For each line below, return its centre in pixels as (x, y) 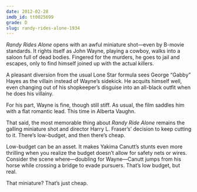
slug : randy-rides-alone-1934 (43, 28)
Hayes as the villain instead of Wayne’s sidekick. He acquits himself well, (94, 81)
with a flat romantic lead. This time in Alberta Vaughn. (71, 111)
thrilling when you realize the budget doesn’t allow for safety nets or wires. (96, 153)
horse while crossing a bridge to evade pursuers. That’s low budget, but (93, 165)
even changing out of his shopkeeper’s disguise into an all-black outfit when (98, 87)
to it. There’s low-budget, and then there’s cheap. (66, 135)
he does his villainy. (30, 94)
